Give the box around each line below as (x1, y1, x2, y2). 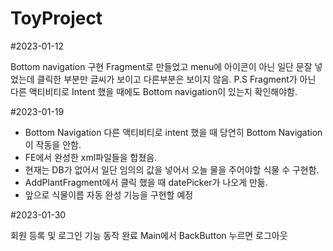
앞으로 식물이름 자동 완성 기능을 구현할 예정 (24, 188, 194, 201)
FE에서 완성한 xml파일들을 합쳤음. (24, 151, 158, 163)
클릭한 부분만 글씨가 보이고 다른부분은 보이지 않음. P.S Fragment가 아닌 (36, 73, 317, 85)
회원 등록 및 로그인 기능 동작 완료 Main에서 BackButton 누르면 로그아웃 (10, 229, 288, 241)
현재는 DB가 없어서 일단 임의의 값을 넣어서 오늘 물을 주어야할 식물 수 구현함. (24, 163, 320, 176)
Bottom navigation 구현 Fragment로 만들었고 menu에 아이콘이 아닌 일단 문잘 (10, 60, 313, 72)
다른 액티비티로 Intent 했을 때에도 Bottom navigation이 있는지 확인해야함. (10, 85, 298, 97)
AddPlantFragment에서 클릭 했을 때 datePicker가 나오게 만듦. (24, 176, 268, 188)
